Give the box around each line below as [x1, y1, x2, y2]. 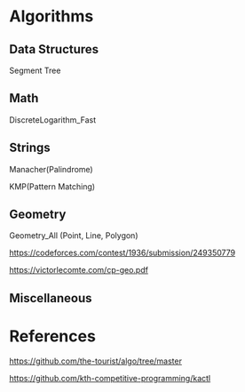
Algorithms [9, 6, 94, 27]
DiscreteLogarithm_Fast [9, 114, 96, 125]
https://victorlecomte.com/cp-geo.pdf [9, 265, 149, 276]
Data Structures [9, 42, 99, 57]
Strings [9, 140, 51, 156]
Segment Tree [9, 65, 61, 76]
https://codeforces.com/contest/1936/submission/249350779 [9, 247, 236, 259]
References [9, 326, 96, 347]
